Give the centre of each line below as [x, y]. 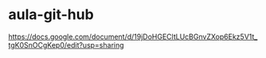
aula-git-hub [51, 15]
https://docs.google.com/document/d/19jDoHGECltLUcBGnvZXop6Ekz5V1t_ [133, 37]
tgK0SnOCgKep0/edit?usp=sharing [66, 44]
